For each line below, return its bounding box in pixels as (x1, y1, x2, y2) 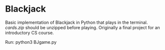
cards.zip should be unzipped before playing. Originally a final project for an (5, 24, 161, 30)
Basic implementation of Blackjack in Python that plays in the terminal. (5, 19, 148, 25)
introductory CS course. (5, 30, 54, 35)
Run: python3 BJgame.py (5, 39, 57, 45)
